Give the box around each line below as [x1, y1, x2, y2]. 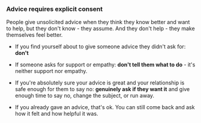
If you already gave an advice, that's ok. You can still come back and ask [14, 104, 195, 111]
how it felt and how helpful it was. [14, 110, 98, 118]
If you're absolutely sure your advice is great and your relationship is [14, 79, 185, 86]
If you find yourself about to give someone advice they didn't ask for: [14, 43, 186, 50]
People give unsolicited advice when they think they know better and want [6, 19, 190, 26]
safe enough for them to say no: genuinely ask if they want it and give [14, 86, 190, 93]
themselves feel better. [6, 31, 63, 39]
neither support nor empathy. [14, 68, 88, 75]
